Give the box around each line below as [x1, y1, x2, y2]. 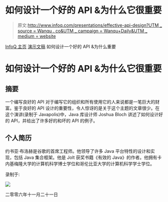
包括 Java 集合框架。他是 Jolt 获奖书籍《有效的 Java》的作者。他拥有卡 [14, 154, 162, 160]
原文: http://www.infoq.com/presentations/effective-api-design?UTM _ [17, 22, 162, 28]
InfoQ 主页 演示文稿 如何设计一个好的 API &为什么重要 [5, 43, 116, 49]
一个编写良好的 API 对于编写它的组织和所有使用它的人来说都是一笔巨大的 [5, 98, 155, 105]
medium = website [17, 33, 56, 39]
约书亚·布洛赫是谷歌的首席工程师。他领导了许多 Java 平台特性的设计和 [5, 148, 151, 154]
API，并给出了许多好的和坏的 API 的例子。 [11, 118, 98, 124]
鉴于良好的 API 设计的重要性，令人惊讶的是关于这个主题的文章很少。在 [14, 105, 160, 111]
